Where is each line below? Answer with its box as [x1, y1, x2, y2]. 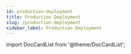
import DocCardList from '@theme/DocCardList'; [6, 41, 126, 48]
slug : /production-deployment [6, 19, 81, 25]
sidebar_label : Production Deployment [6, 25, 102, 31]
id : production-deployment [6, 8, 73, 15]
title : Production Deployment [6, 14, 81, 20]
